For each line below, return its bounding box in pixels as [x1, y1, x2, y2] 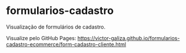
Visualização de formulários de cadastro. [6, 23, 106, 30]
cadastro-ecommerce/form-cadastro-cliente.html [6, 41, 127, 48]
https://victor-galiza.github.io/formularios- [77, 34, 180, 41]
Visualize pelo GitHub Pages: [6, 34, 77, 41]
